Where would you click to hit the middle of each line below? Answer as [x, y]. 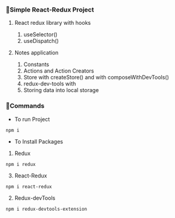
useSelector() [41, 35]
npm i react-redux [29, 187]
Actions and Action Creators [59, 71]
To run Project [32, 119]
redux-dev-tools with [50, 84]
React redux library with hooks [53, 23]
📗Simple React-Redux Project [50, 10]
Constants [36, 64]
